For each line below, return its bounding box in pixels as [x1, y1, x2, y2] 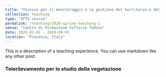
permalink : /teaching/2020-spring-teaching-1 [5, 21, 100, 26]
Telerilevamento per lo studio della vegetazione [5, 65, 122, 72]
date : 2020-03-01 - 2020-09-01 [5, 30, 70, 35]
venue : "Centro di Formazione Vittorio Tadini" [5, 26, 105, 30]
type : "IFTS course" [5, 16, 48, 21]
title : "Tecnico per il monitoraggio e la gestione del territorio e [5, 7, 152, 12]
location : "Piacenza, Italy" [5, 35, 65, 40]
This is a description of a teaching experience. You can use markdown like [5, 48, 157, 54]
